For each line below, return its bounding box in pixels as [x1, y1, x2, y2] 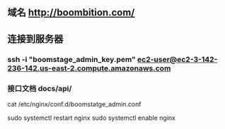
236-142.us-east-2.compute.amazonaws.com [7, 63, 171, 73]
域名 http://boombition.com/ [7, 6, 135, 19]
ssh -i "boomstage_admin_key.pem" [7, 54, 136, 64]
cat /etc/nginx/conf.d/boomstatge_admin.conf [7, 100, 142, 108]
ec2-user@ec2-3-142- [137, 54, 218, 64]
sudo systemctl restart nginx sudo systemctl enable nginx [7, 113, 175, 122]
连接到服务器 [7, 32, 64, 44]
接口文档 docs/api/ [7, 83, 72, 93]
